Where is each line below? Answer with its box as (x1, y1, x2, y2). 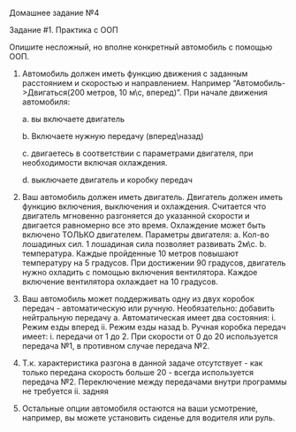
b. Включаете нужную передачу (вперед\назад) (21, 131, 204, 141)
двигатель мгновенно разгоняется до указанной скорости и (21, 211, 250, 220)
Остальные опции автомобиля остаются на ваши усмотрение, (21, 403, 258, 413)
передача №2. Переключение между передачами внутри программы (21, 376, 287, 387)
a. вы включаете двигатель (21, 114, 125, 124)
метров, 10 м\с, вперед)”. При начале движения (87, 88, 268, 97)
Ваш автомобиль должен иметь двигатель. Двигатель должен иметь (21, 192, 284, 202)
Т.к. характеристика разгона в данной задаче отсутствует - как (21, 358, 263, 368)
